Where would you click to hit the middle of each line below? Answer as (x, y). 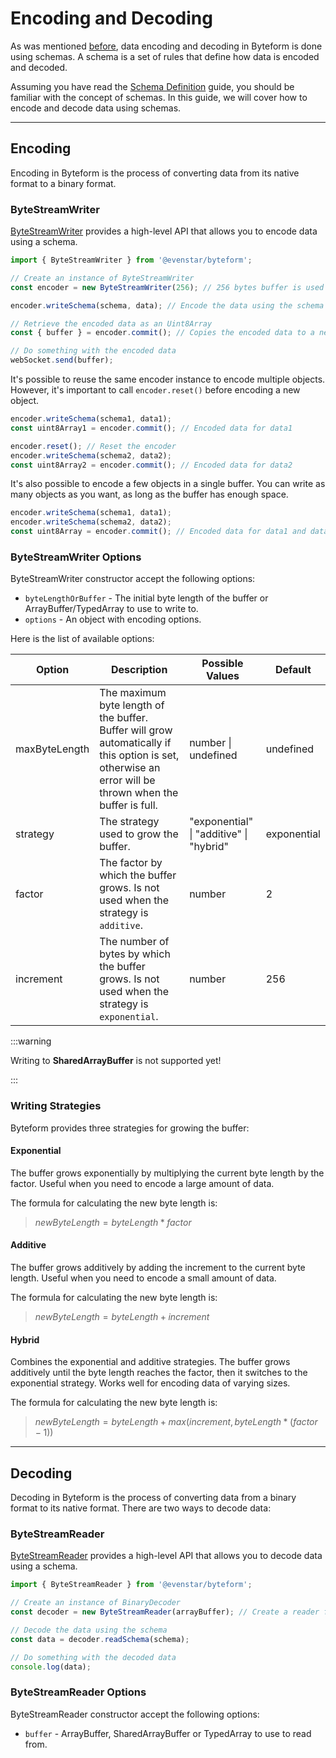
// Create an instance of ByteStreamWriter (102, 278)
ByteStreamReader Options (78, 1692)
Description (139, 670)
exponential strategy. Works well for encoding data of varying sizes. (150, 1383)
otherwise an (130, 768)
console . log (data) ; (51, 1667)
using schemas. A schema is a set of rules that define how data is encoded (165, 56)
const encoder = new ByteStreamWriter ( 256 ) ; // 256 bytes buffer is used (167, 287)
